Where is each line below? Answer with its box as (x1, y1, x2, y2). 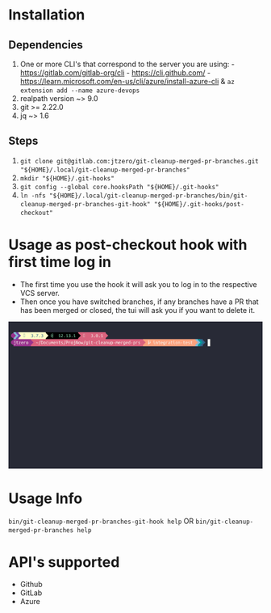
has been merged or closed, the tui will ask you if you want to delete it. (19, 305, 256, 315)
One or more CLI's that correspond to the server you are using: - (19, 59, 236, 69)
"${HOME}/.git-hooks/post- (153, 200, 244, 208)
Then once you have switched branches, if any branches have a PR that (19, 297, 260, 306)
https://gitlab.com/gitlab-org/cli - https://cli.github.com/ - (19, 68, 211, 78)
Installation (8, 6, 85, 24)
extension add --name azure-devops (19, 87, 140, 95)
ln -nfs (19, 192, 46, 200)
